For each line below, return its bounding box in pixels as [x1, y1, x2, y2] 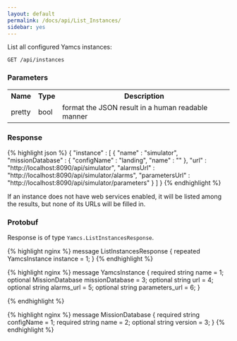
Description [124, 91, 164, 101]
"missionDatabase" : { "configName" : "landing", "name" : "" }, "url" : [7, 156, 207, 164]
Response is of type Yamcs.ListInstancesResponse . [7, 234, 154, 242]
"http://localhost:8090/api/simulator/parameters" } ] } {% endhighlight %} [7, 178, 221, 187]
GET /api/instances [7, 56, 65, 64]
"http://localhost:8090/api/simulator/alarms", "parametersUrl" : [7, 171, 190, 179]
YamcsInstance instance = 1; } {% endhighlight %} [7, 255, 154, 263]
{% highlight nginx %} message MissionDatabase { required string [7, 311, 200, 319]
